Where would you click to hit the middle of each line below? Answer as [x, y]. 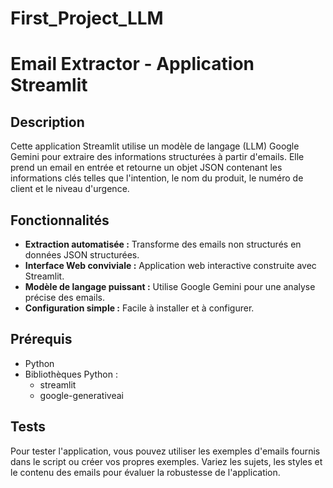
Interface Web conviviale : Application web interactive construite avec [170, 265]
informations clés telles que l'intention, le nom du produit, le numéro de [157, 178]
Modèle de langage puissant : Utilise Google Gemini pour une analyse [170, 286]
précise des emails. [64, 297]
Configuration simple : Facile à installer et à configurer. [139, 308]
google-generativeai [81, 395]
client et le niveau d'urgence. [70, 189]
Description [47, 122]
